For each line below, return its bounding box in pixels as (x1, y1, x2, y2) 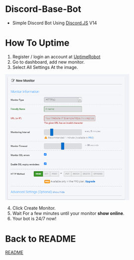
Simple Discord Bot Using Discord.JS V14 (12, 20, 97, 26)
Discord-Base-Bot (5, 3, 81, 15)
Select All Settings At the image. (12, 64, 78, 70)
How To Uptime (5, 37, 69, 49)
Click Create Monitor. (12, 205, 56, 211)
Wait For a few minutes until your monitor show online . (12, 210, 125, 216)
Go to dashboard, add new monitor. (12, 59, 85, 65)
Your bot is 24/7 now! (12, 216, 57, 222)
